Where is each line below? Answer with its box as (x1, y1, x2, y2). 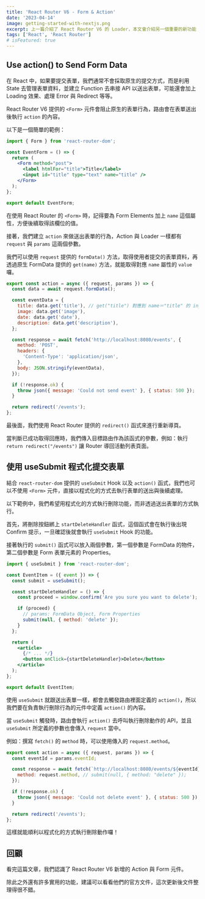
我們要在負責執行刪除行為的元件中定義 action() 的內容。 (6, 703, 149, 711)
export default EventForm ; (6, 200, 75, 206)
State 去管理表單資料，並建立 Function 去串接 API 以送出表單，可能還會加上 (6, 84, 196, 92)
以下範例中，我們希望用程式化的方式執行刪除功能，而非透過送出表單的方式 (6, 499, 193, 507)
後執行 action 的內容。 (6, 112, 63, 120)
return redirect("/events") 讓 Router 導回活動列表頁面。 (6, 442, 153, 450)
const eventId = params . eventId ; (12, 755, 97, 761)
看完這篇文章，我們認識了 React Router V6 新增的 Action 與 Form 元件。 (6, 865, 187, 873)
